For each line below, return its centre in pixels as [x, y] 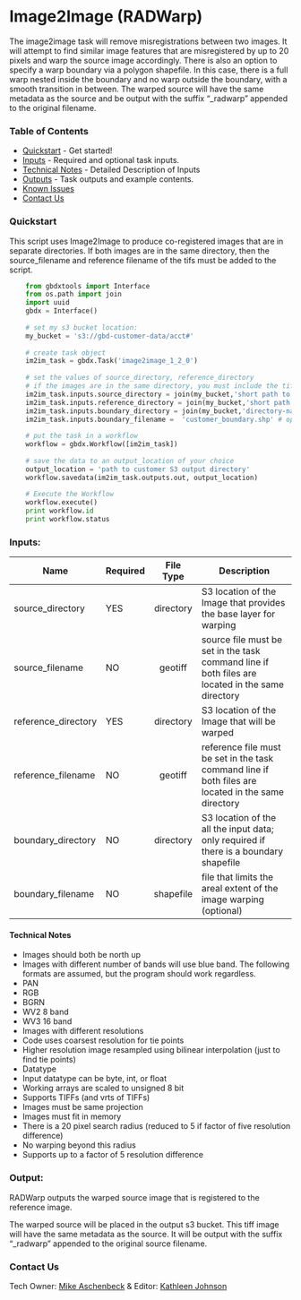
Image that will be [238, 721]
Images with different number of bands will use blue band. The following [156, 964]
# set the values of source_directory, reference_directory [140, 378]
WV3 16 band [47, 1021]
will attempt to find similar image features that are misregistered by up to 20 [149, 50]
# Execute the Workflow [70, 495]
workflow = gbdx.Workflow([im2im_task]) [102, 444]
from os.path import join [74, 294]
